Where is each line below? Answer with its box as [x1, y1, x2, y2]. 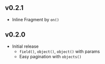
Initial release [12, 43, 39, 49]
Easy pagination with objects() [19, 53, 82, 59]
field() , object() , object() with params [19, 48, 100, 54]
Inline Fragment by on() [12, 16, 60, 22]
